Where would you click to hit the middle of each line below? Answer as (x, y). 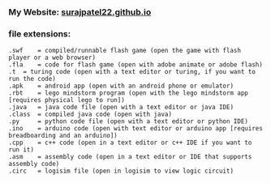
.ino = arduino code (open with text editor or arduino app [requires (136, 129)
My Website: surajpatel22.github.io (80, 12)
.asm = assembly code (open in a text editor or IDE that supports (130, 157)
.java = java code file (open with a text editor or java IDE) (121, 108)
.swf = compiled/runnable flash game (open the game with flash (125, 51)
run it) (22, 150)
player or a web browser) (52, 58)
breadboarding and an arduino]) (63, 136)
